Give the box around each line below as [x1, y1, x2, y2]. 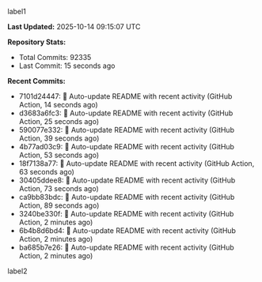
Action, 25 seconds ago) [18, 117, 100, 126]
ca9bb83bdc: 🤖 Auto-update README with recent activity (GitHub [18, 193, 235, 201]
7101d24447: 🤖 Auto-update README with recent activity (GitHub [18, 92, 233, 101]
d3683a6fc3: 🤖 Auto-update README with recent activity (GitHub [18, 108, 234, 118]
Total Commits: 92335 [18, 53, 92, 62]
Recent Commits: [7, 77, 66, 85]
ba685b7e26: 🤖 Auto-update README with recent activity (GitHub [18, 243, 234, 252]
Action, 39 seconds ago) [18, 133, 100, 143]
